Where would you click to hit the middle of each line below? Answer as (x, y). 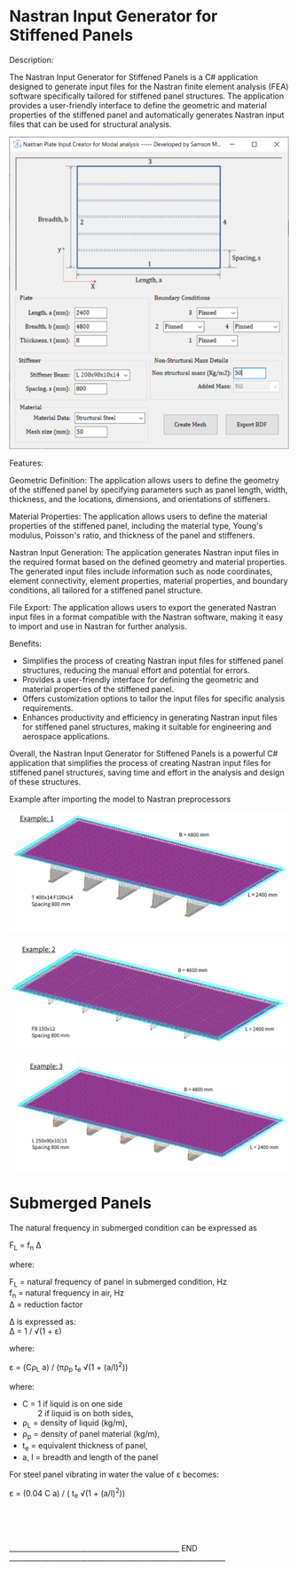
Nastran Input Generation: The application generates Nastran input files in (144, 552)
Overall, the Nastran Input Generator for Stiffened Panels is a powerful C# (144, 754)
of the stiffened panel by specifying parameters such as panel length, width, (149, 490)
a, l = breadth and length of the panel (90, 1457)
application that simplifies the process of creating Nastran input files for (141, 762)
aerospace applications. (66, 736)
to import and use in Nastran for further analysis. (98, 626)
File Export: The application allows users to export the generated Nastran (143, 607)
